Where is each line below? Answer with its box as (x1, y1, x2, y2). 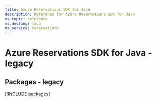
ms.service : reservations (5, 26, 59, 31)
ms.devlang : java (5, 21, 41, 26)
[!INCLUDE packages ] (5, 91, 50, 97)
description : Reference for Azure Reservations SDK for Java (5, 12, 135, 17)
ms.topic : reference (5, 16, 48, 21)
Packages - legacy (5, 78, 64, 86)
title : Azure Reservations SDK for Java (5, 7, 91, 12)
